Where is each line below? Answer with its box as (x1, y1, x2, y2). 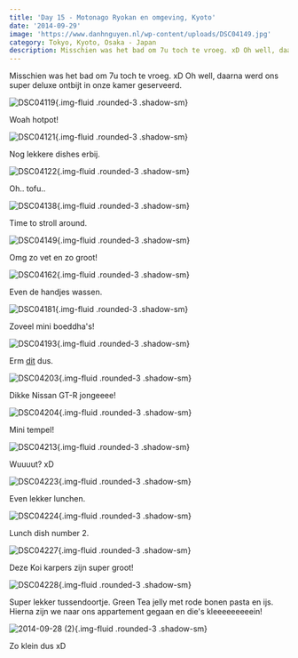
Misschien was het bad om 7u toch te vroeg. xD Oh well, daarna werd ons (9, 70, 279, 81)
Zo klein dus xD (9, 641, 67, 652)
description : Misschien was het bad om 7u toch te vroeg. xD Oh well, (9, 46, 276, 55)
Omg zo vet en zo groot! (9, 253, 98, 263)
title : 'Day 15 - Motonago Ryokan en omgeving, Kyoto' (9, 12, 216, 22)
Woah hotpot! (9, 115, 59, 125)
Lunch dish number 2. (9, 528, 90, 539)
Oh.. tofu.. (9, 183, 46, 194)
